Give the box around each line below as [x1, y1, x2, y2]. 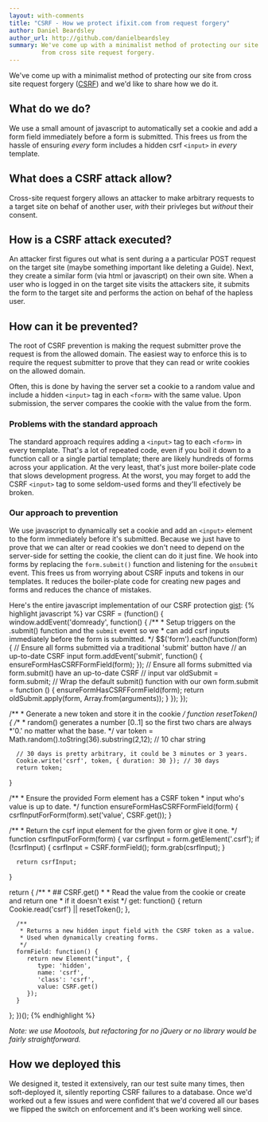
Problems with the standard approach [9, 419, 158, 430]
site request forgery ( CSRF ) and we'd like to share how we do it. [9, 79, 219, 89]
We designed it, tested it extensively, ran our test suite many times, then [9, 1078, 245, 1089]
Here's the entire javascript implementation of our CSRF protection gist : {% [9, 600, 255, 610]
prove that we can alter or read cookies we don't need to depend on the [9, 542, 245, 552]
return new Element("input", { [26, 955, 130, 963]
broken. [9, 487, 34, 497]
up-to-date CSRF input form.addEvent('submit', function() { [9, 651, 204, 660]
